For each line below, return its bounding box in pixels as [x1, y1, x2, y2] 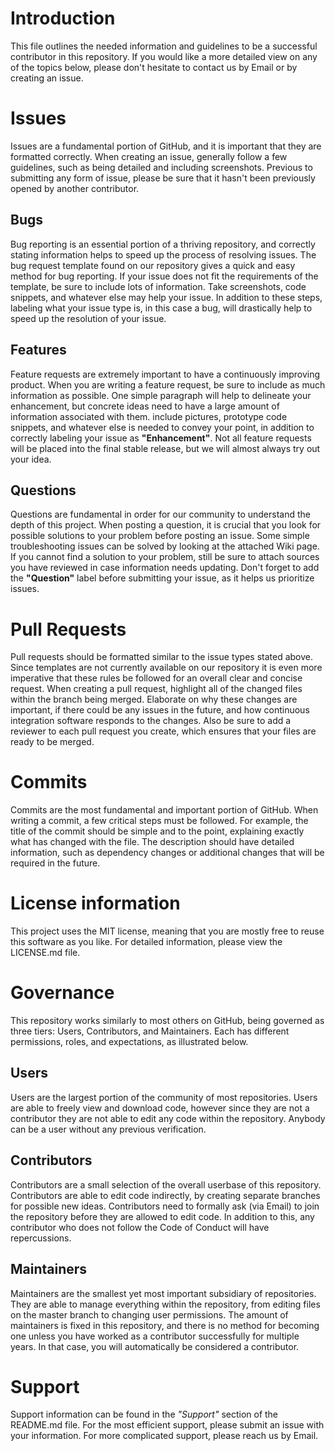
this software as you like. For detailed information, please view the [10, 936, 283, 948]
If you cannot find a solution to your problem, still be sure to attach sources [10, 551, 320, 563]
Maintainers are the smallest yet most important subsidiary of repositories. [10, 1287, 317, 1299]
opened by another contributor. [10, 182, 140, 194]
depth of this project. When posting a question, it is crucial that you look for [10, 519, 322, 531]
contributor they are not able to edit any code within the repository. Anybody [10, 1112, 326, 1124]
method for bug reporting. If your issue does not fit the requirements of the [10, 270, 319, 282]
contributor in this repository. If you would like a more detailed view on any [10, 50, 318, 62]
